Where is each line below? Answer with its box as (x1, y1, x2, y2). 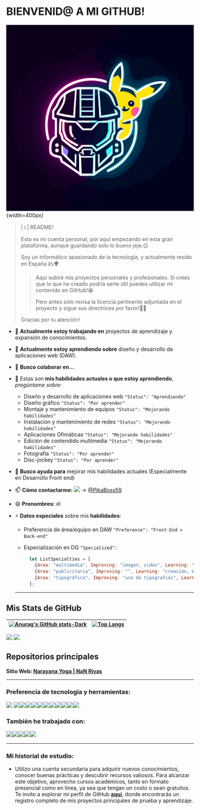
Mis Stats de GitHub (6, 603, 82, 613)
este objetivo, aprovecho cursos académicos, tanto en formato (14, 778, 169, 786)
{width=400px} (6, 211, 44, 219)
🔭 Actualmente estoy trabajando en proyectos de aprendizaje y (14, 327, 173, 335)
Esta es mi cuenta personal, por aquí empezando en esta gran (20, 235, 173, 243)
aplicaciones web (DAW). (14, 351, 77, 359)
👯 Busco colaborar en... (14, 363, 74, 370)
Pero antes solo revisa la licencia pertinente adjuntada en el (35, 298, 182, 305)
